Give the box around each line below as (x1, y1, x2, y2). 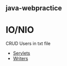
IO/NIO (5, 24, 34, 35)
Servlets (12, 50, 30, 56)
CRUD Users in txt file (5, 40, 51, 46)
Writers (12, 55, 28, 61)
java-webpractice (5, 4, 62, 12)
